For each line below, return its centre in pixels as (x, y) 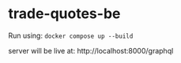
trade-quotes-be (64, 14)
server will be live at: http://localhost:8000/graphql (91, 50)
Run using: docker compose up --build (71, 35)
